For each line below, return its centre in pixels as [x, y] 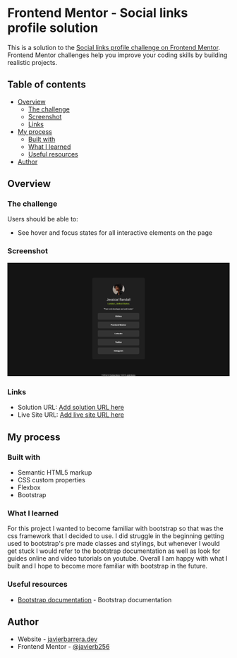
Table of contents [47, 85]
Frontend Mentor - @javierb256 [63, 646]
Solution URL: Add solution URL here [71, 408]
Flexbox [29, 487]
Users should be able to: [43, 219]
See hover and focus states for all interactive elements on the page [115, 233]
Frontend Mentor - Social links [98, 13]
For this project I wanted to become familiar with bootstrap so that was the [115, 529]
